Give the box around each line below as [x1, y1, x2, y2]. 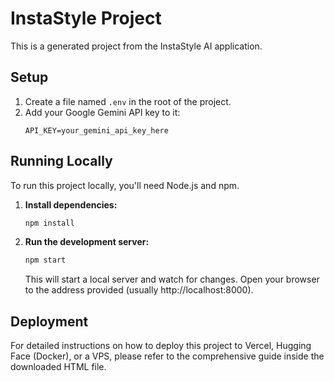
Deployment [10, 313, 89, 330]
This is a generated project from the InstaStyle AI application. [10, 40, 263, 52]
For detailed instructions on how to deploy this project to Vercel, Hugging [10, 340, 312, 352]
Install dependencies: [24, 198, 118, 211]
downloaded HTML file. [10, 361, 107, 373]
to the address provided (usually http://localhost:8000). [24, 284, 254, 296]
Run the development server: [24, 236, 150, 248]
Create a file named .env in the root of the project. [24, 95, 232, 107]
